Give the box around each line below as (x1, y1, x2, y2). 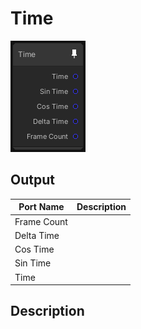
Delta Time (14, 229, 60, 241)
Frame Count (14, 215, 68, 227)
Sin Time (14, 257, 52, 269)
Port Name (18, 201, 65, 213)
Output (10, 172, 55, 189)
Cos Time (14, 243, 55, 255)
